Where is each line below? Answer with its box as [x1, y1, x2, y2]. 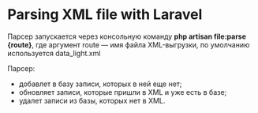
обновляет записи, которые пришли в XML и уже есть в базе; [18, 87, 227, 96]
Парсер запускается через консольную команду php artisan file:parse [7, 32, 246, 41]
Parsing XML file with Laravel [7, 6, 203, 24]
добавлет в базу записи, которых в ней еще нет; [18, 79, 182, 89]
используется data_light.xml [7, 48, 101, 58]
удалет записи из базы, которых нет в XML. [18, 96, 166, 105]
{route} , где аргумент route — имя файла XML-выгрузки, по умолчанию [7, 40, 250, 49]
